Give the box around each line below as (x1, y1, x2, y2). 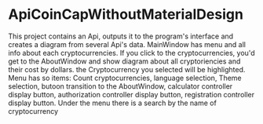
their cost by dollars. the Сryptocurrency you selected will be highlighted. (8, 64, 246, 74)
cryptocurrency (8, 106, 59, 115)
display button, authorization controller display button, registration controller (8, 89, 255, 99)
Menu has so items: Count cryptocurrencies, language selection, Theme (8, 73, 242, 82)
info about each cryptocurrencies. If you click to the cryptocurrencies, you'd (8, 48, 255, 57)
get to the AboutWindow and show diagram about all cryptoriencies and (8, 57, 241, 66)
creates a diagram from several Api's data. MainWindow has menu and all (8, 39, 246, 49)
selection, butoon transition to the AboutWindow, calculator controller (8, 81, 233, 91)
